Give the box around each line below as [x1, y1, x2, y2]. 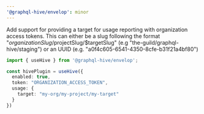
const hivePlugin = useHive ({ [6, 68, 84, 74]
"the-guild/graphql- [129, 39, 179, 46]
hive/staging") [6, 45, 42, 53]
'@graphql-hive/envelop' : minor [6, 9, 89, 15]
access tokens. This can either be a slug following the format [6, 32, 161, 40]
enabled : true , [12, 74, 51, 80]
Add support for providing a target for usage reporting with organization [6, 26, 188, 33]
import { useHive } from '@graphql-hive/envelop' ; [6, 57, 138, 63]
